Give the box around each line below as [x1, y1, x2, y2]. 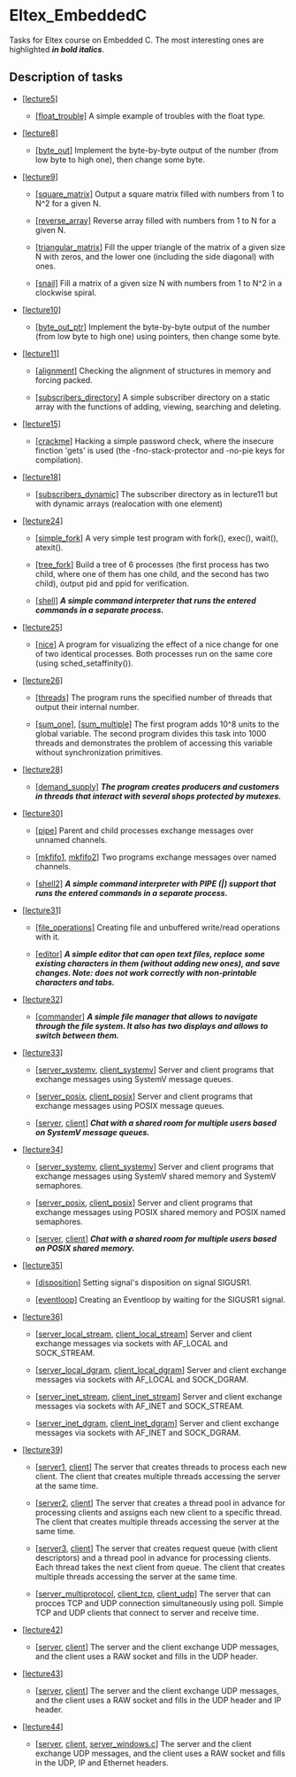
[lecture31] [21, 905, 62, 916]
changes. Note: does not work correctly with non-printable [34, 967, 258, 978]
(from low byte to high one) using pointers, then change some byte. [34, 331, 281, 341]
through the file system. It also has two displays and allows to [34, 1020, 269, 1031]
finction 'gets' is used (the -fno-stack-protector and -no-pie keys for [34, 445, 285, 456]
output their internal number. [34, 701, 140, 712]
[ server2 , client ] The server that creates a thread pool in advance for [34, 1497, 285, 1508]
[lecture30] [21, 807, 64, 818]
